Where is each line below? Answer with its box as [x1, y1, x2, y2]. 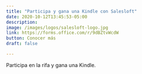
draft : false [6, 41, 38, 47]
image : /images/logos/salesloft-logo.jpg [6, 24, 109, 31]
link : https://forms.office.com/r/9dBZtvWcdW [6, 30, 119, 36]
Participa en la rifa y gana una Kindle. [6, 61, 96, 68]
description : [6, 19, 38, 25]
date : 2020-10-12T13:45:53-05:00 [6, 14, 88, 20]
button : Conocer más [6, 35, 57, 41]
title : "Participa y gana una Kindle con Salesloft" [6, 8, 137, 14]
